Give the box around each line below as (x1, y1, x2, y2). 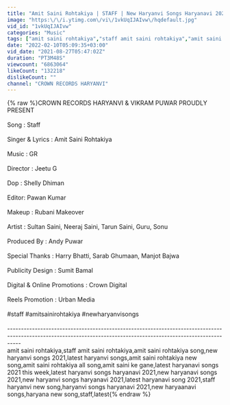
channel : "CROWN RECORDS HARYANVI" (7, 80, 109, 87)
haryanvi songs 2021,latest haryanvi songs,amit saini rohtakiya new (7, 354, 197, 362)
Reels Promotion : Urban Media (7, 295, 95, 304)
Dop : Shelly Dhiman (7, 179, 65, 187)
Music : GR (7, 150, 38, 158)
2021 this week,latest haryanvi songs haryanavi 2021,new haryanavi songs (7, 368, 218, 377)
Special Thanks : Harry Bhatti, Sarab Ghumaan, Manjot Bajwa (7, 251, 180, 260)
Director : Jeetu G (7, 164, 57, 173)
